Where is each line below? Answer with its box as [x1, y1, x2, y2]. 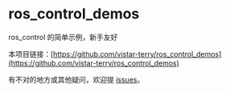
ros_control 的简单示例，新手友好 [8, 32, 118, 42]
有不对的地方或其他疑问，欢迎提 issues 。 [8, 74, 145, 84]
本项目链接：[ [8, 49, 54, 58]
